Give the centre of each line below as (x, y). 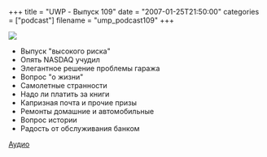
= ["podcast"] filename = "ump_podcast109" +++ (92, 20)
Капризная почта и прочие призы (78, 103)
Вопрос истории (48, 120)
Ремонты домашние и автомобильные (87, 111)
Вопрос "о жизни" (52, 77)
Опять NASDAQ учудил (60, 59)
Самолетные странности (63, 85)
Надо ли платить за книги (65, 94)
